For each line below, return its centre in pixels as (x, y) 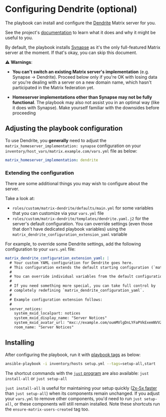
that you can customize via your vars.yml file (58, 213)
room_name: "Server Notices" (44, 327)
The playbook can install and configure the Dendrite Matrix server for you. (81, 23)
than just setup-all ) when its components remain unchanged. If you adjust (82, 393)
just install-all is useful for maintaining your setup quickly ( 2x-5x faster (81, 388)
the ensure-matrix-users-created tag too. (47, 409)
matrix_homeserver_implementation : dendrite (52, 160)
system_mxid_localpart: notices (47, 313)
